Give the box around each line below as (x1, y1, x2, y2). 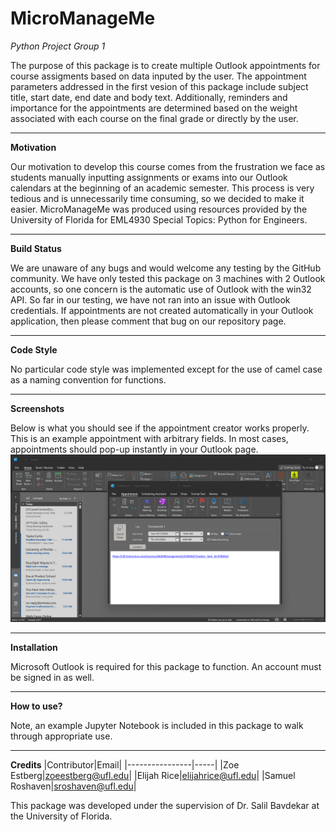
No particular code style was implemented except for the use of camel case (10, 363, 323, 375)
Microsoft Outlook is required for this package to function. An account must (10, 660, 322, 672)
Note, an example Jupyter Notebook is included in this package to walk (10, 719, 304, 731)
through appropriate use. (10, 730, 113, 742)
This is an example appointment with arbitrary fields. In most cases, (10, 432, 289, 444)
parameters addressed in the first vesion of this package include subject (10, 80, 309, 92)
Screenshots (10, 402, 65, 414)
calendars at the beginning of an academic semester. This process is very (10, 182, 315, 194)
